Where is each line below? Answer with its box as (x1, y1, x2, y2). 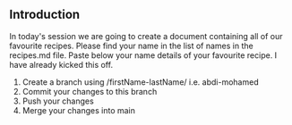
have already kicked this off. (9, 59, 114, 70)
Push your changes (21, 96, 94, 106)
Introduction (9, 7, 81, 22)
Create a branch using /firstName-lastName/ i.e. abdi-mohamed (21, 76, 259, 87)
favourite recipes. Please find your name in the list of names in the (9, 40, 253, 51)
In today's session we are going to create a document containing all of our (9, 30, 284, 41)
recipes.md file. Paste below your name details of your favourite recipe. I (9, 49, 278, 61)
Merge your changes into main (21, 104, 136, 115)
